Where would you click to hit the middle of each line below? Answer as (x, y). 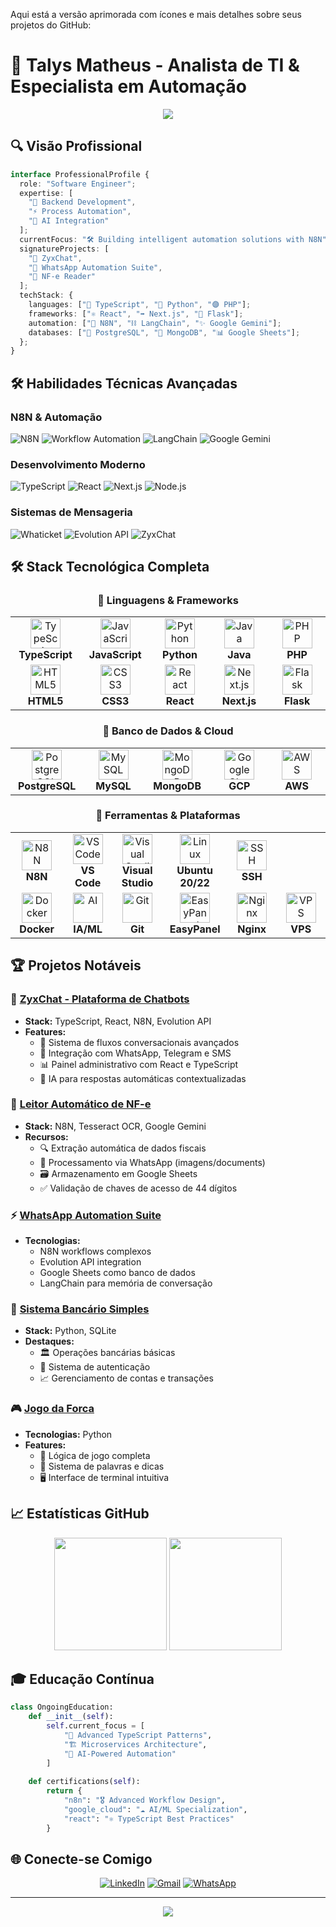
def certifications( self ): (84, 1782)
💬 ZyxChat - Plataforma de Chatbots (100, 999)
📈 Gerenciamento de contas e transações (126, 1378)
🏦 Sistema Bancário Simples (80, 1309)
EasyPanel (195, 929)
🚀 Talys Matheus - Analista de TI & (155, 65)
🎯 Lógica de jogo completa (95, 1455)
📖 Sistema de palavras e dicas (102, 1466)
